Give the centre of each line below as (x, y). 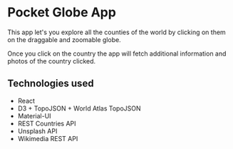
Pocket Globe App (62, 12)
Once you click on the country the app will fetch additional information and (117, 53)
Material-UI (34, 115)
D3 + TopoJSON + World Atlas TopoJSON (79, 108)
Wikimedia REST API (48, 138)
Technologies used (51, 84)
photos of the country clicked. (52, 61)
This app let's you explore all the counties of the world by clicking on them (116, 32)
